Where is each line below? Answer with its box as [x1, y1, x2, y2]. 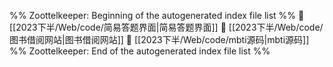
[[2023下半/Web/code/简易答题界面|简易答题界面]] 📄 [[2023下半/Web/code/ [9, 21, 324, 33]
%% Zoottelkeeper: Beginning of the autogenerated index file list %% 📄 [9, 10, 305, 21]
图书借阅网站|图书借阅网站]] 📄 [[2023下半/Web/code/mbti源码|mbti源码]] [9, 34, 310, 45]
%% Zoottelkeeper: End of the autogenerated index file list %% [9, 45, 271, 57]
